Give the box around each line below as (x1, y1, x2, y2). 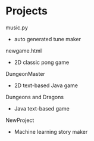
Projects (5, 4, 48, 18)
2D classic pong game (14, 59, 70, 66)
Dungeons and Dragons (5, 93, 64, 100)
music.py (5, 24, 28, 31)
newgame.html (5, 47, 42, 54)
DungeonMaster (5, 70, 45, 77)
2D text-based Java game (14, 82, 79, 89)
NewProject (5, 117, 35, 124)
